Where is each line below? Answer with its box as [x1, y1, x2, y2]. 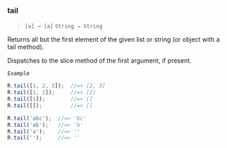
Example [7, 70, 30, 78]
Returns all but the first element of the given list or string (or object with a [7, 35, 220, 44]
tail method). [7, 43, 44, 51]
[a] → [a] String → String [24, 23, 103, 30]
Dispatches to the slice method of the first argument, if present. [7, 56, 192, 65]
